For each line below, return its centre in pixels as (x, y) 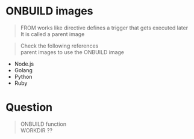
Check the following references (59, 46)
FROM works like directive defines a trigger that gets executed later (104, 28)
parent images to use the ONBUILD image (72, 52)
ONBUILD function (43, 124)
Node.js (24, 64)
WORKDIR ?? (36, 130)
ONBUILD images (49, 11)
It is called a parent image (52, 34)
